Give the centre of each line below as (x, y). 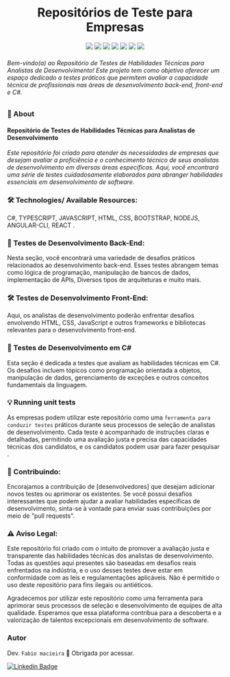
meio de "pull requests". (41, 516)
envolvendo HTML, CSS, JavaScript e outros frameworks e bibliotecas (106, 323)
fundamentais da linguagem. (47, 385)
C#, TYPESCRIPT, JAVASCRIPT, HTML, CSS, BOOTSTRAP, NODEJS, (104, 218)
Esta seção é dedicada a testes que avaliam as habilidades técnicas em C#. (114, 363)
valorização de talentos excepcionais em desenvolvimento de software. (108, 620)
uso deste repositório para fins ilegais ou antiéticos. (80, 585)
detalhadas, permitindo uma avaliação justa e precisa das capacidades (107, 439)
